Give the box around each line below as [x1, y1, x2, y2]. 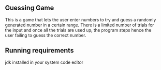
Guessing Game [5, 4, 54, 12]
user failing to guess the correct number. [5, 32, 86, 38]
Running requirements [5, 46, 74, 55]
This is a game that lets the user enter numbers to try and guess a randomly [5, 17, 156, 22]
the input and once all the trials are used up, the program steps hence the [5, 27, 151, 33]
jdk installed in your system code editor [5, 59, 84, 65]
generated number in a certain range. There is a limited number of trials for [5, 22, 154, 28]
